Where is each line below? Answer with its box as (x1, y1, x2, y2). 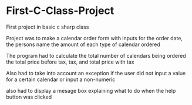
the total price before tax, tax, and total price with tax (6, 58, 134, 65)
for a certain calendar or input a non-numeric (6, 76, 116, 83)
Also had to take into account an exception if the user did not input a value (6, 69, 186, 76)
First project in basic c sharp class (6, 23, 89, 30)
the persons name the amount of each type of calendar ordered (6, 41, 160, 48)
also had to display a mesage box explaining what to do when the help (6, 87, 176, 94)
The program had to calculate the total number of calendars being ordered (6, 52, 186, 59)
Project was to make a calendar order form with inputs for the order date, (6, 34, 183, 41)
